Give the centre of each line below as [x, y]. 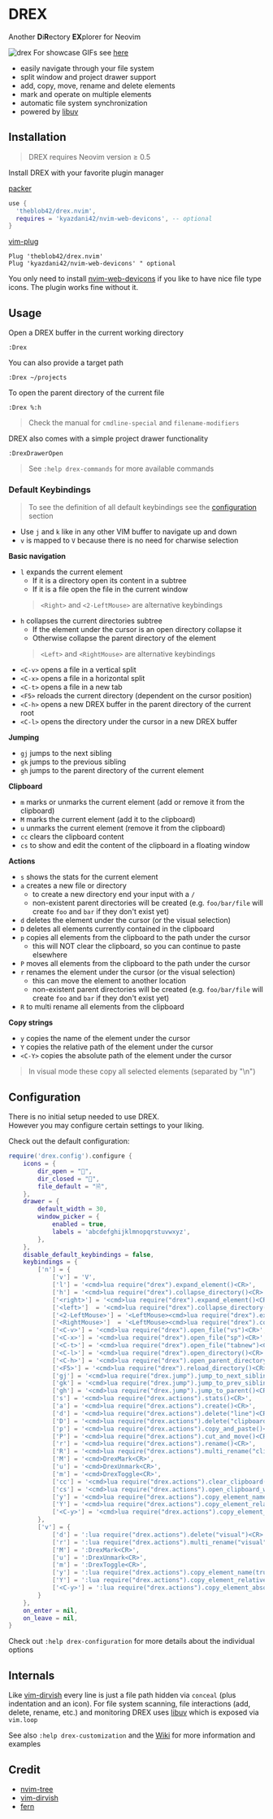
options [21, 1650]
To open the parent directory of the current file [87, 393]
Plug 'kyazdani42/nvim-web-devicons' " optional [92, 264]
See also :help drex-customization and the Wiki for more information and [132, 1735]
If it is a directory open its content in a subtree [109, 581]
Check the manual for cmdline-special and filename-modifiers [134, 423]
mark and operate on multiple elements [86, 94]
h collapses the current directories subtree [91, 621]
